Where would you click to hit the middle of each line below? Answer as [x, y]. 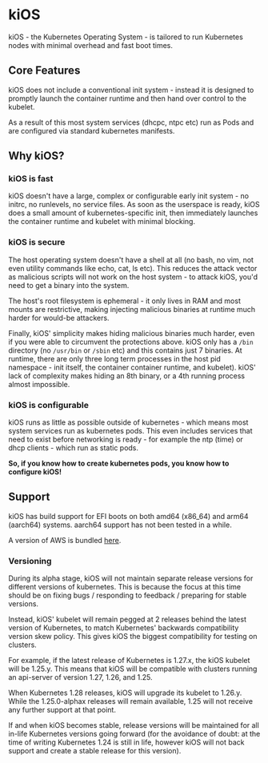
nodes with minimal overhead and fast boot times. [91, 45]
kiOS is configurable [49, 405]
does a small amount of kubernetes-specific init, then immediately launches [133, 213]
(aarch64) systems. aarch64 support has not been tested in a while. [120, 525]
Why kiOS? [36, 156]
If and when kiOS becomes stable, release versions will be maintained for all [134, 725]
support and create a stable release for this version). [95, 751]
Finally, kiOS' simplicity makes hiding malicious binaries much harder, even [132, 333]
